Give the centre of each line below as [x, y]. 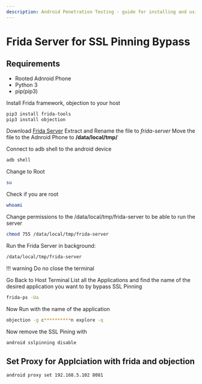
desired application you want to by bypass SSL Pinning [74, 286]
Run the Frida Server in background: [51, 245]
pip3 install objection [36, 119]
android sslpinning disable [41, 342]
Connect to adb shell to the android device [59, 149]
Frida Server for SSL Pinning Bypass [98, 41]
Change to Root [26, 172]
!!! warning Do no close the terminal [50, 268]
